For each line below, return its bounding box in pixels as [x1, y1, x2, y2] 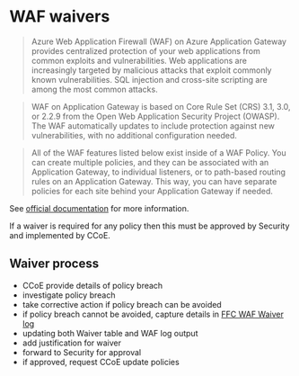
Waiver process [9, 256, 100, 272]
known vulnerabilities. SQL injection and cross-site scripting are [31, 74, 268, 85]
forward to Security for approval [22, 346, 142, 357]
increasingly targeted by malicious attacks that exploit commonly [31, 65, 272, 76]
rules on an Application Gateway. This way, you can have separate [31, 175, 277, 186]
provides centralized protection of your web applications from [31, 45, 260, 56]
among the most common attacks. [31, 84, 159, 94]
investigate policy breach [22, 290, 116, 300]
